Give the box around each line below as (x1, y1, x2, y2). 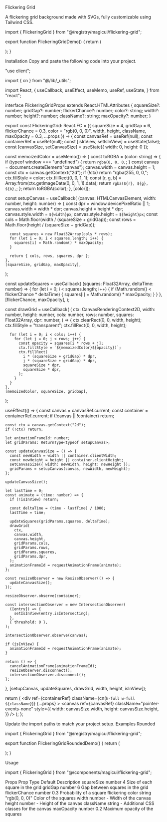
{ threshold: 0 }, (9, 620, 48, 625)
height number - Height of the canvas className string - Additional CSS (5, 800, 155, 806)
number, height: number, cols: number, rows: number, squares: (5, 312, 134, 318)
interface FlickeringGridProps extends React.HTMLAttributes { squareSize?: (5, 102, 161, 108)
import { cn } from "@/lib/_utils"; (5, 78, 71, 83)
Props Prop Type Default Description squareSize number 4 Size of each (5, 779, 153, 785)
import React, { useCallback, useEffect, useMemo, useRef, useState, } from (5, 87, 160, 93)
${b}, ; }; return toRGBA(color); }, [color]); (5, 185, 90, 191)
